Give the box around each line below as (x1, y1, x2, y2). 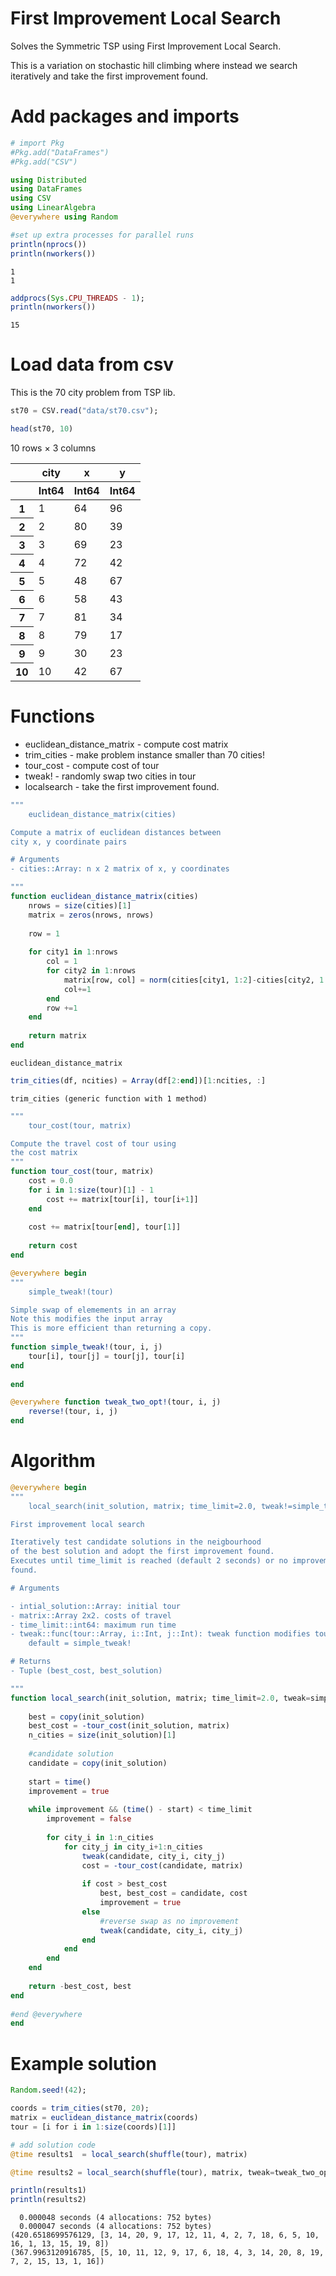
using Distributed (10, 175, 87, 185)
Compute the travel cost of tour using (10, 1138, 177, 1149)
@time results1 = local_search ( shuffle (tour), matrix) (10, 2149, 248, 2159)
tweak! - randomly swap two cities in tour (24, 770, 197, 782)
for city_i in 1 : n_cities (46, 1832, 155, 1842)
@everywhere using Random (10, 212, 118, 222)
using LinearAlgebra (10, 203, 97, 213)
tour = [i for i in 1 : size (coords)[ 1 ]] (10, 2122, 177, 2132)
